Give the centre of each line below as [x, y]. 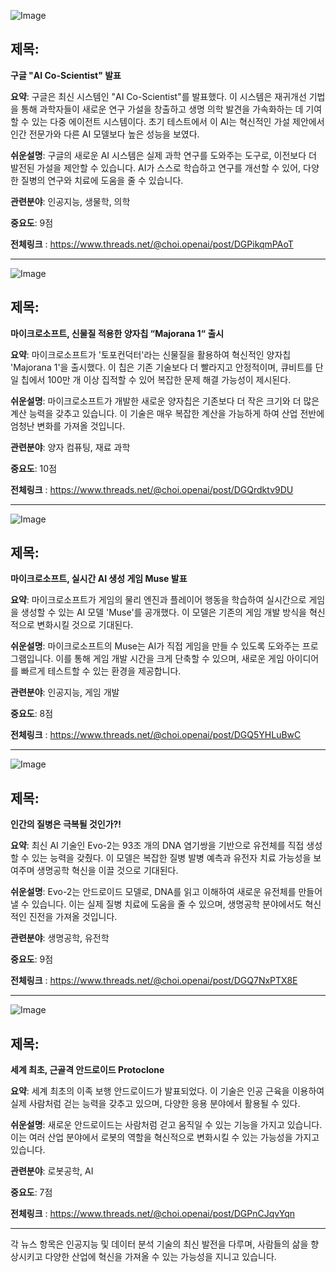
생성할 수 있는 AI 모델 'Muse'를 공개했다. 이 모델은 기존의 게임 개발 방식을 [163, 612]
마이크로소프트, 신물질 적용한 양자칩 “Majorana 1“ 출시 [117, 333]
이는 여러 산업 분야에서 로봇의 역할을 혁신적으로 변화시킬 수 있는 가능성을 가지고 [165, 1137]
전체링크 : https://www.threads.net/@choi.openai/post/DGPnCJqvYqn [152, 1214]
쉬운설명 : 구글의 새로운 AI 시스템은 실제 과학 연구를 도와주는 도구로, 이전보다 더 [163, 155]
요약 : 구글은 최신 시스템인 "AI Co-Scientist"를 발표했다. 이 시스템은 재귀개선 [158, 96]
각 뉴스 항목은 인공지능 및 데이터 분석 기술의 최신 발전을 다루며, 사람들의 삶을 [159, 1244]
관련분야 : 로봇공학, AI [52, 1171]
